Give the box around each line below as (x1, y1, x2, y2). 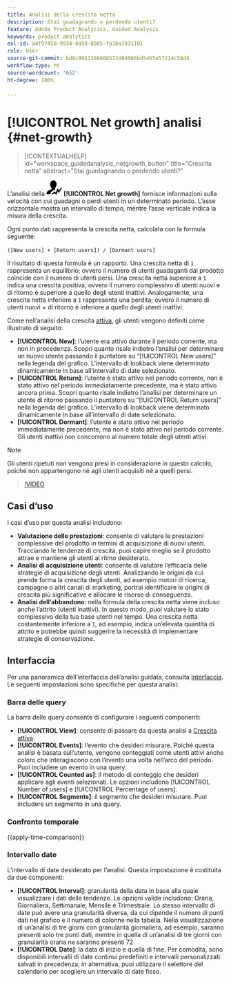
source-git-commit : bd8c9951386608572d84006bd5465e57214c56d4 (7, 55, 190, 62)
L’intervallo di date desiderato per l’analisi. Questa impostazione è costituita (7, 865, 222, 874)
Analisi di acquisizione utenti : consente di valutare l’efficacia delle (17, 561, 208, 570)
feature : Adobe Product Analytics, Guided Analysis (7, 26, 159, 32)
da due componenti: (7, 873, 64, 881)
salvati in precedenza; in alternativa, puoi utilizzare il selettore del (17, 960, 203, 968)
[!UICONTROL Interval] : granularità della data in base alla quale (17, 886, 199, 894)
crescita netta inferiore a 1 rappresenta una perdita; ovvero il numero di (7, 296, 210, 304)
